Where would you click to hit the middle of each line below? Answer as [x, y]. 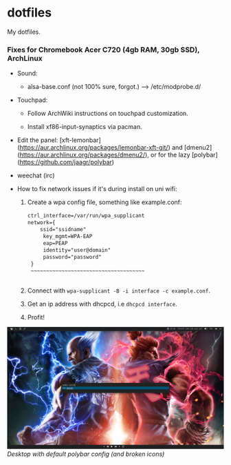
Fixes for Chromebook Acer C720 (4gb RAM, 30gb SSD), [103, 50]
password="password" [72, 257]
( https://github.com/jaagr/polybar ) [66, 162]
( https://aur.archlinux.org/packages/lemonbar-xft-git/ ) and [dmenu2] [114, 148]
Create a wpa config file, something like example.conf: [104, 202]
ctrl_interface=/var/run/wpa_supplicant [86, 216]
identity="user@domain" [77, 250]
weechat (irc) [36, 176]
